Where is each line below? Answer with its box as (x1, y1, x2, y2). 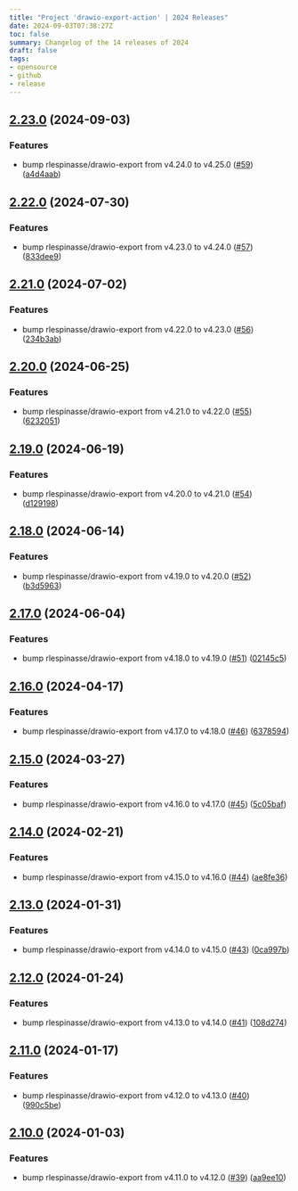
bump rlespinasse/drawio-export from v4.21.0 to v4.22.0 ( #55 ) (21, 407, 253, 417)
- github (9, 71, 42, 80)
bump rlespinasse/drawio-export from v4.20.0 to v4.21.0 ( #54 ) (21, 489, 253, 499)
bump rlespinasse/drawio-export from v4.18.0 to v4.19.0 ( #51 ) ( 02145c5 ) (21, 653, 287, 664)
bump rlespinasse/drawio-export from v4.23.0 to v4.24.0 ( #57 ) (21, 242, 254, 252)
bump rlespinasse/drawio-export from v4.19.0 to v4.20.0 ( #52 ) (21, 571, 252, 581)
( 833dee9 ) (21, 251, 62, 261)
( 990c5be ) (21, 1099, 62, 1110)
